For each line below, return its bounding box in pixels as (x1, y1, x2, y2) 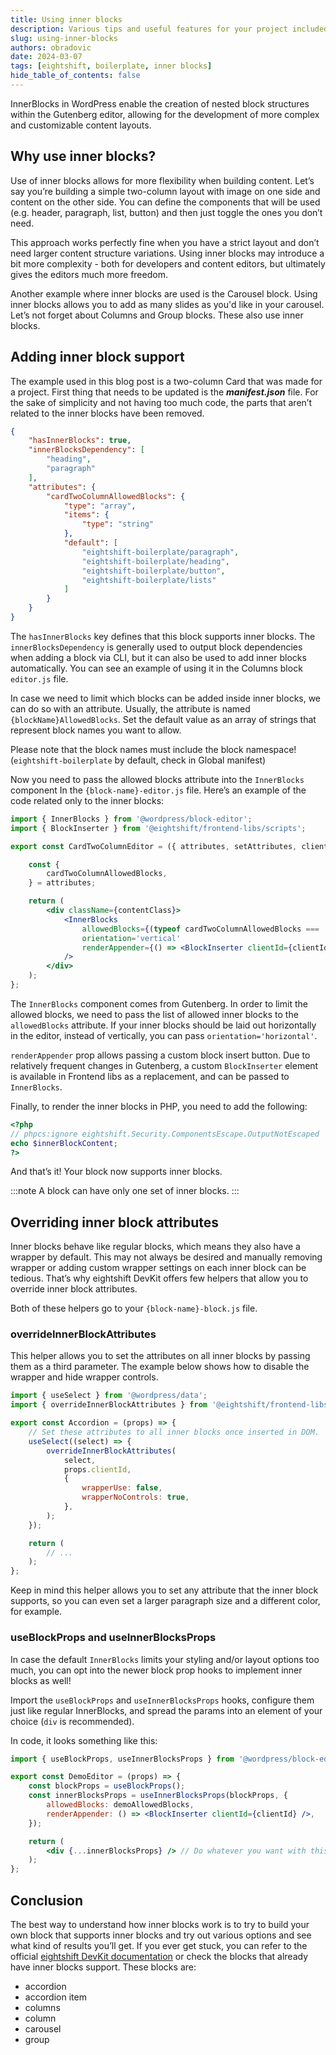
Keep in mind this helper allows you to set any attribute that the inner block (10, 1584, 319, 1596)
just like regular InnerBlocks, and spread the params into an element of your (10, 1704, 323, 1716)
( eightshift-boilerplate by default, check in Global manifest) (10, 754, 267, 766)
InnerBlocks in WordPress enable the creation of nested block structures (10, 97, 310, 110)
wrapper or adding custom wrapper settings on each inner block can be (10, 1262, 307, 1274)
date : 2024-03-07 (10, 52, 83, 62)
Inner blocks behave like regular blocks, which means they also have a (10, 1241, 301, 1253)
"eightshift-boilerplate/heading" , (81, 556, 230, 566)
